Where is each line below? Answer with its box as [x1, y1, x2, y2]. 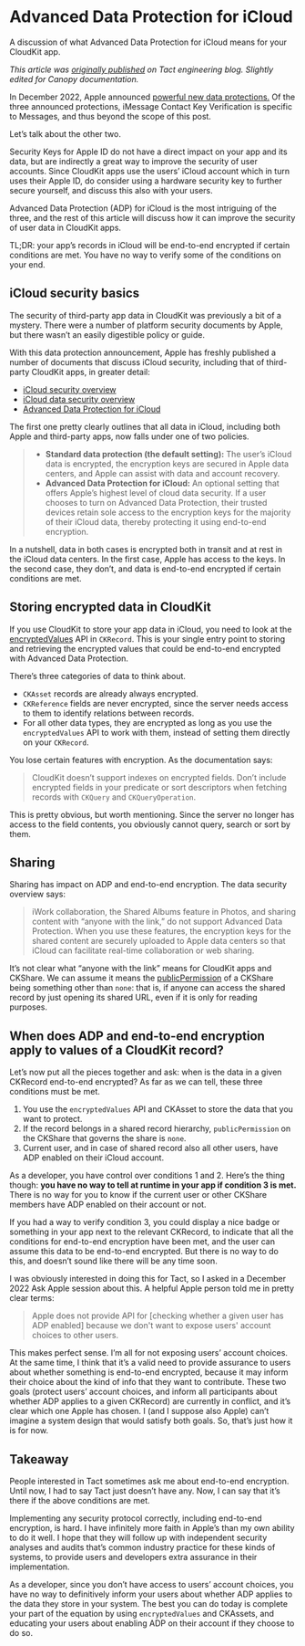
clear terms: [9, 1293, 55, 1304]
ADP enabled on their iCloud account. [22, 1152, 165, 1163]
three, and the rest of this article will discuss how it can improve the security [9, 212, 296, 223]
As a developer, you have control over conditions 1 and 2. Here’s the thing [9, 1170, 285, 1181]
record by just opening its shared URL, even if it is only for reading [9, 992, 258, 1003]
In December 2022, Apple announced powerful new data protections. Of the [9, 91, 296, 102]
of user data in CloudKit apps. [9, 222, 121, 233]
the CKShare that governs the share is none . [22, 1133, 187, 1144]
